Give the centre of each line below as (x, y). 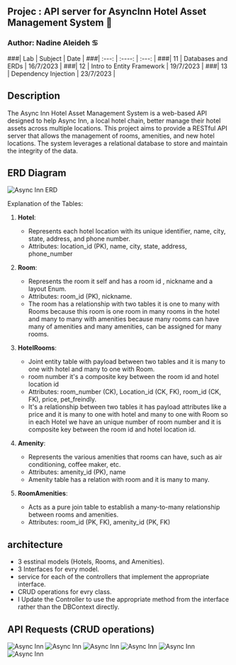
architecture (35, 545)
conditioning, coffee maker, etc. (74, 465)
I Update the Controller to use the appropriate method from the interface (123, 600)
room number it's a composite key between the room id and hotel (124, 377)
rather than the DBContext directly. (68, 607)
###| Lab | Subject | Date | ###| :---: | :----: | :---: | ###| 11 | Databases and (118, 58)
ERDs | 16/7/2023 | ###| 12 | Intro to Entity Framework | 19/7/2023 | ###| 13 (118, 66)
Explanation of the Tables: (45, 204)
